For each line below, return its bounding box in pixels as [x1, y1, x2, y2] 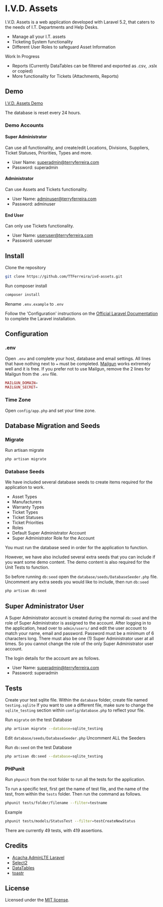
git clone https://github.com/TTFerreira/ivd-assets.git [5, 274, 123, 279]
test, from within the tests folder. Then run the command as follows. [5, 791, 142, 796]
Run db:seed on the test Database [5, 744, 72, 750]
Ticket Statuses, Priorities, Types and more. [5, 149, 92, 156]
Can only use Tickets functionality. [5, 223, 74, 229]
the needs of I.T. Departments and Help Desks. [5, 24, 99, 30]
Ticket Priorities [12, 519, 44, 526]
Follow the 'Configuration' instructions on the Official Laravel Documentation [5, 310, 158, 316]
